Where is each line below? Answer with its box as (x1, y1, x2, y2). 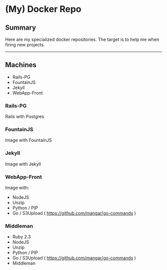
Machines (5, 61, 37, 69)
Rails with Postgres (5, 113, 44, 120)
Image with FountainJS (5, 137, 52, 143)
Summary (5, 23, 36, 32)
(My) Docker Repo (5, 3, 82, 15)
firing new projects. (5, 42, 45, 48)
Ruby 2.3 (12, 234, 31, 240)
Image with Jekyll (5, 161, 41, 167)
